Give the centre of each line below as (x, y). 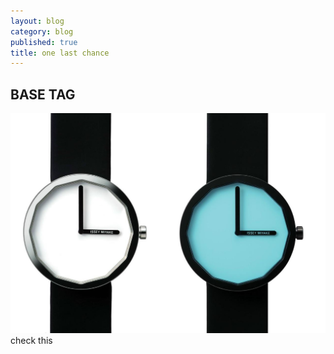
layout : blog (37, 21)
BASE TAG (43, 94)
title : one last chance (60, 53)
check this (31, 340)
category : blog (42, 31)
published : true (44, 42)
